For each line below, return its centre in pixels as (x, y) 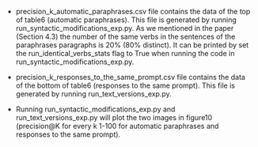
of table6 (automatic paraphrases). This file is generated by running (126, 20)
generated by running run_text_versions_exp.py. (93, 94)
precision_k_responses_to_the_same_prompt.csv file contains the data (130, 77)
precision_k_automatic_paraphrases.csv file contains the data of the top (133, 11)
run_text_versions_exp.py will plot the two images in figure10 (114, 117)
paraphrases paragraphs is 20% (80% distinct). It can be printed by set (132, 45)
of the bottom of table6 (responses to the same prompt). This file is (125, 85)
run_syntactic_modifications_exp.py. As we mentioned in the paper (125, 28)
